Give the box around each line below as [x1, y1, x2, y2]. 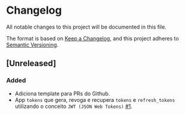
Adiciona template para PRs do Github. [14, 90, 110, 97]
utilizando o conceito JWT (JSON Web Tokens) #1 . [14, 102, 132, 110]
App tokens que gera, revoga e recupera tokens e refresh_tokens [14, 96, 175, 103]
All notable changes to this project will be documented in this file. [6, 23, 167, 30]
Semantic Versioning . [6, 41, 58, 48]
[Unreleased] [6, 58, 57, 69]
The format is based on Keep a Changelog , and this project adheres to [6, 35, 179, 42]
